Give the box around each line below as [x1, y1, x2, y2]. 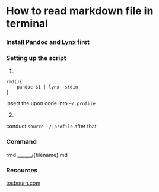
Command [6, 138, 37, 146]
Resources [6, 166, 38, 174]
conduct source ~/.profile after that [6, 123, 97, 130]
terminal [6, 17, 49, 30]
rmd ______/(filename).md [6, 151, 68, 158]
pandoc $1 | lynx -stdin [17, 84, 78, 90]
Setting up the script [6, 54, 66, 62]
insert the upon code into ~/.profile [6, 100, 96, 107]
